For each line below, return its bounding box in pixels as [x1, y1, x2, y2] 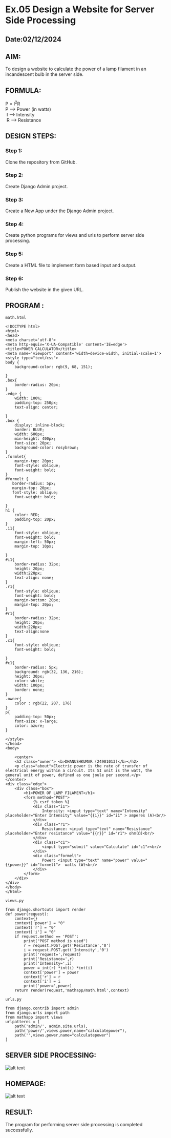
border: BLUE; [14, 427, 45, 432]
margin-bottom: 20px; [14, 597, 60, 603]
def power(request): [5, 911, 50, 917]
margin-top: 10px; [14, 543, 54, 549]
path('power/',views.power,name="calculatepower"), [14, 1028, 127, 1033]
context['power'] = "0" [14, 920, 66, 926]
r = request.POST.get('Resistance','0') [24, 943, 111, 948]
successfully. [5, 1127, 33, 1133]
